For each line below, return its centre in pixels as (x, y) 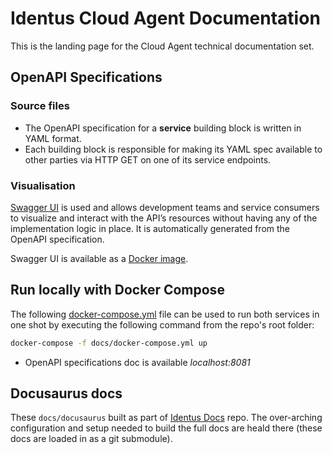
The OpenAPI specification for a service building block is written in (163, 128)
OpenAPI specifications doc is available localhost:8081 (137, 362)
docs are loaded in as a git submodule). (91, 439)
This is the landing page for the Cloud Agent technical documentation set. (162, 46)
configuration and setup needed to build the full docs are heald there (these (166, 428)
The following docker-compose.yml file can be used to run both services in (165, 314)
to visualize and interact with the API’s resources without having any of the (164, 218)
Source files (40, 106)
